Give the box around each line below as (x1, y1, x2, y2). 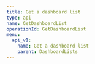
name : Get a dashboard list (17, 43, 89, 49)
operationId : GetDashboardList (6, 26, 86, 32)
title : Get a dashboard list (6, 9, 81, 15)
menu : (6, 32, 20, 38)
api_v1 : (12, 37, 32, 43)
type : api (6, 15, 32, 21)
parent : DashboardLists (17, 49, 78, 55)
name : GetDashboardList (6, 20, 67, 26)
